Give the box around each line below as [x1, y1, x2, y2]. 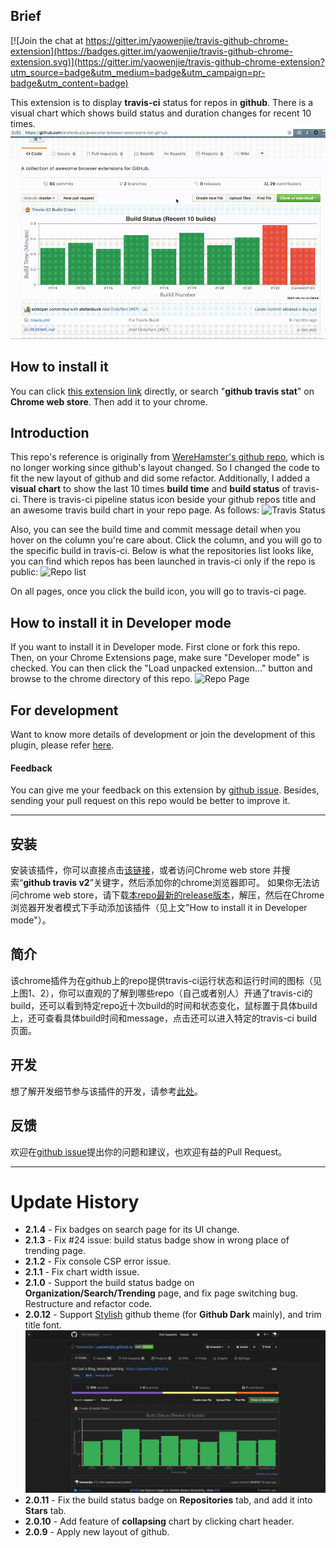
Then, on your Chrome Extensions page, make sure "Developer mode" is [10, 652, 310, 664]
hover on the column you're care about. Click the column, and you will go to [10, 534, 323, 546]
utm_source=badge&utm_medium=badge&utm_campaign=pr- [10, 66, 266, 78]
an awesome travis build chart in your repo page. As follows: [10, 504, 260, 516]
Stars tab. [24, 1504, 67, 1516]
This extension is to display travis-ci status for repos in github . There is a [10, 96, 314, 108]
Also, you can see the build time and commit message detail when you [10, 524, 301, 536]
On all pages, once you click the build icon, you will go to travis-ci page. [10, 585, 307, 598]
